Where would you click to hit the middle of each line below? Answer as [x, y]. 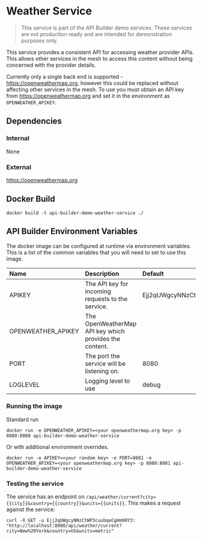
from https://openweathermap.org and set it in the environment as [88, 96]
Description [102, 273]
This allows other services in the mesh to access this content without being [99, 58]
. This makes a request [153, 503]
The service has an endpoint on [46, 497]
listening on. [102, 371]
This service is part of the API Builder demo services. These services [106, 28]
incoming [98, 291]
